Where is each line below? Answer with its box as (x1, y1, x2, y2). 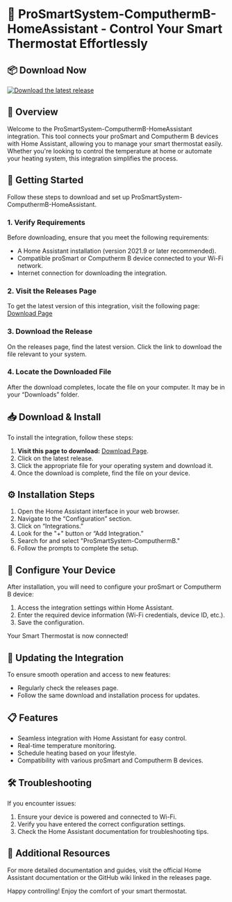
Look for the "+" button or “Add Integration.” (17, 529, 144, 537)
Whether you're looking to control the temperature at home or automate (7, 147, 213, 155)
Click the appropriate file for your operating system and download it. (17, 461, 213, 469)
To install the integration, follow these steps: (7, 433, 134, 442)
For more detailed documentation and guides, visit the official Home (7, 866, 201, 874)
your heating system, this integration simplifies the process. (7, 154, 179, 162)
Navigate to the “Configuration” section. (17, 515, 132, 523)
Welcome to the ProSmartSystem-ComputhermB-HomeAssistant (7, 124, 192, 133)
